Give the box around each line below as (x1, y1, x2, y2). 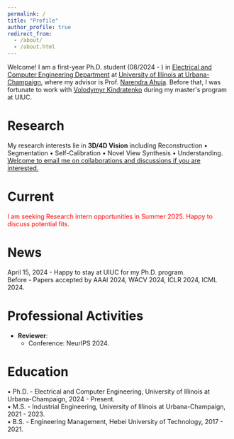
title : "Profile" (7, 17, 59, 24)
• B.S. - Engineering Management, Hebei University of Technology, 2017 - (7, 417, 223, 426)
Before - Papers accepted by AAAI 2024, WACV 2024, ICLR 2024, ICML (7, 275, 218, 284)
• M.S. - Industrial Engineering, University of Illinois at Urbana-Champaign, (7, 402, 225, 411)
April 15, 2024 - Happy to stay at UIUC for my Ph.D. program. (7, 267, 186, 277)
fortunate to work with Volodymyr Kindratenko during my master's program (7, 86, 227, 94)
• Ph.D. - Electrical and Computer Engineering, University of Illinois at (7, 387, 211, 396)
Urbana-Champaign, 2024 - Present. (7, 394, 116, 403)
